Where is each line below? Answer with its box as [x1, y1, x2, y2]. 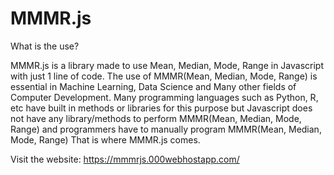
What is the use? [10, 40, 80, 52]
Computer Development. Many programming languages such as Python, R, [10, 91, 319, 103]
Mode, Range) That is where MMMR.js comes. [10, 133, 201, 146]
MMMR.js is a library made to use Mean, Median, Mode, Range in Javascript [10, 59, 325, 71]
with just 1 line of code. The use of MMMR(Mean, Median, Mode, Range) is [10, 70, 318, 82]
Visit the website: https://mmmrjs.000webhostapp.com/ [10, 153, 240, 165]
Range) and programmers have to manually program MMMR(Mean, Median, [10, 123, 322, 135]
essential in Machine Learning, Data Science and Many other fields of [10, 80, 297, 92]
